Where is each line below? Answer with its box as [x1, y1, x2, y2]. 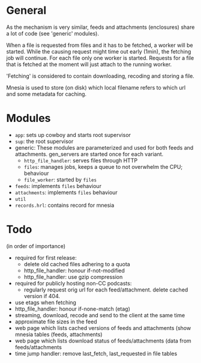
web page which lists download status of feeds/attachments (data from [14, 337, 192, 344]
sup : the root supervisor [14, 138, 74, 145]
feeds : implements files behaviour [14, 182, 102, 189]
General [6, 4, 47, 17]
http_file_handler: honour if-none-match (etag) [14, 305, 131, 313]
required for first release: [14, 254, 77, 261]
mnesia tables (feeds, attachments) [14, 331, 103, 338]
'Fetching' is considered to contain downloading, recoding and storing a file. [6, 72, 195, 79]
